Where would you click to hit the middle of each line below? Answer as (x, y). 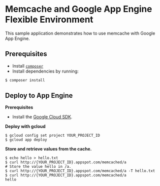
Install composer (28, 66)
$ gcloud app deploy (26, 140)
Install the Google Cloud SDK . (42, 117)
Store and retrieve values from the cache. (48, 149)
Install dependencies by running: (45, 71)
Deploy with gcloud (25, 126)
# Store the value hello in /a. (38, 167)
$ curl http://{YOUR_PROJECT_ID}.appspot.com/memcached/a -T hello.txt (80, 171)
